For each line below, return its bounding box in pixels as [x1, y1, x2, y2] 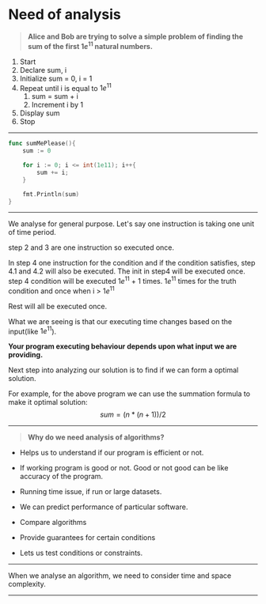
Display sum [19, 108, 61, 118]
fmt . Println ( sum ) [22, 190, 80, 198]
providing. [8, 350, 44, 360]
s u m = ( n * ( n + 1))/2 [100, 410, 166, 420]
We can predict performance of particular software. [19, 502, 188, 512]
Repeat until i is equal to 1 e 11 [19, 81, 112, 92]
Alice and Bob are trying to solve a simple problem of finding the [27, 32, 244, 41]
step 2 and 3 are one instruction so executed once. [8, 243, 175, 252]
